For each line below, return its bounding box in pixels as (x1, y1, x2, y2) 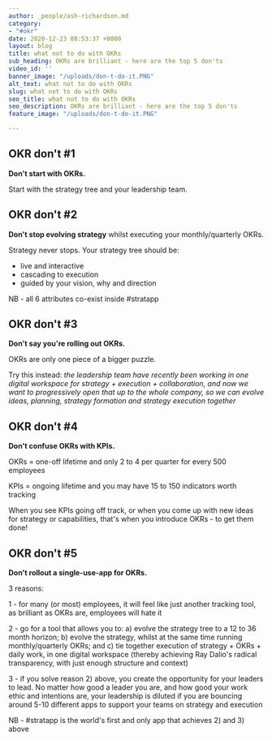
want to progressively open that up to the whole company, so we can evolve (8, 387, 265, 398)
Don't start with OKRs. (8, 168, 86, 179)
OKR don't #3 (8, 317, 78, 331)
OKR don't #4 (8, 419, 79, 433)
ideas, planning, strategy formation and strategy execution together (8, 396, 236, 406)
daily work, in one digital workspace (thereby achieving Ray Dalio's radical (8, 650, 257, 660)
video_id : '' (8, 65, 53, 73)
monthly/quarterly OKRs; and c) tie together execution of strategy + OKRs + (8, 641, 261, 651)
